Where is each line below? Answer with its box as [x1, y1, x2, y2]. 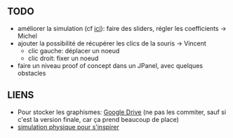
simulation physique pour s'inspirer [17, 123, 119, 131]
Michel [17, 32, 37, 40]
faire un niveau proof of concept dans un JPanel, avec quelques [17, 61, 204, 69]
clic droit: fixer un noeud [27, 54, 99, 62]
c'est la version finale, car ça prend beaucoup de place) [17, 115, 179, 123]
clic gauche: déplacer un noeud [27, 46, 120, 55]
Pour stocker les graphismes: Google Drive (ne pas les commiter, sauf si [17, 108, 227, 116]
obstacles [17, 69, 46, 77]
